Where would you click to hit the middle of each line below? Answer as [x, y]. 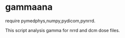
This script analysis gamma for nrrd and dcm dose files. [62, 30]
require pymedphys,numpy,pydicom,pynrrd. [50, 21]
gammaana [29, 7]
